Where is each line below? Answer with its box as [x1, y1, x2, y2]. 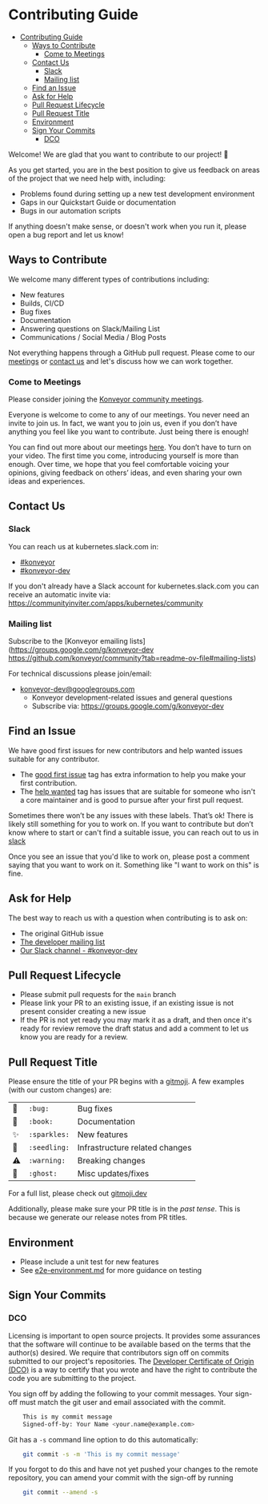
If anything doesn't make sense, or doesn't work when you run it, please [8, 221, 246, 231]
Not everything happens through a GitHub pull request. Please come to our [8, 348, 255, 357]
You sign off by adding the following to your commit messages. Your [8, 1389, 234, 1398]
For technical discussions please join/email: [8, 669, 152, 679]
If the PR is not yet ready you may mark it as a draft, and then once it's [19, 1015, 252, 1025]
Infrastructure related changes [77, 1142, 192, 1153]
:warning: [28, 1156, 66, 1165]
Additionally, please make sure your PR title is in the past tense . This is [8, 1204, 241, 1214]
